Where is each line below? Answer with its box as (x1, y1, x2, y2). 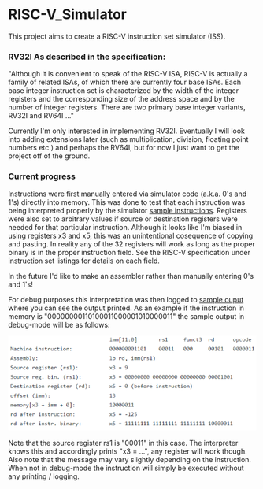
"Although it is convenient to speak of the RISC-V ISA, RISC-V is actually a (8, 69, 248, 79)
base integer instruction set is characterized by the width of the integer (8, 86, 239, 95)
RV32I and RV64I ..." (8, 111, 75, 120)
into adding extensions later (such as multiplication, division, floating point (8, 135, 249, 144)
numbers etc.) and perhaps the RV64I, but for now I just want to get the (8, 143, 240, 153)
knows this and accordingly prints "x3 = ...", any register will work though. (8, 446, 247, 456)
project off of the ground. (8, 151, 91, 161)
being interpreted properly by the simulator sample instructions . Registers (8, 206, 248, 215)
